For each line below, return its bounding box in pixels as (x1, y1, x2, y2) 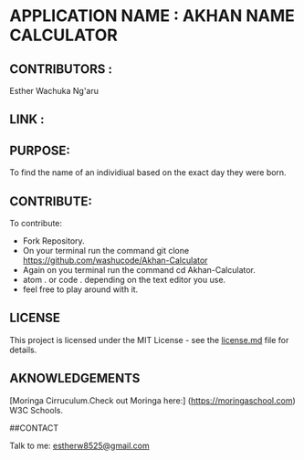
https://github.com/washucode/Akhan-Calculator (22, 255, 208, 266)
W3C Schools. (9, 404, 64, 415)
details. (9, 344, 37, 355)
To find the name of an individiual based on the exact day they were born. (9, 167, 287, 178)
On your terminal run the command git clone (22, 246, 190, 256)
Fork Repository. (22, 235, 85, 246)
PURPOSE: (9, 142, 71, 158)
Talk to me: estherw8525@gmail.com (9, 440, 150, 451)
